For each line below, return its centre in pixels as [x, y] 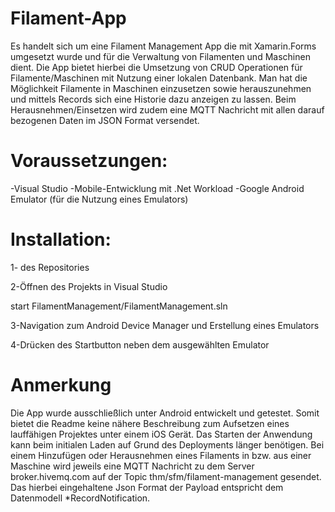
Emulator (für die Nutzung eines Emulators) [99, 199]
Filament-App [68, 18]
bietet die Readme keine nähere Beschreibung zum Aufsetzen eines [150, 423]
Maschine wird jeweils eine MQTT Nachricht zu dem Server [132, 466]
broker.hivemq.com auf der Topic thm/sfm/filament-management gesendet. [166, 476]
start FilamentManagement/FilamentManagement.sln [119, 306]
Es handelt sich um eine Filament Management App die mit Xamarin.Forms [163, 46]
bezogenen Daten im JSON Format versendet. [105, 120]
